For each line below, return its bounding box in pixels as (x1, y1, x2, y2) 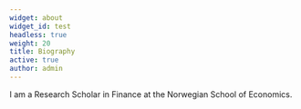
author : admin (9, 64, 64, 74)
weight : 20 (9, 38, 51, 48)
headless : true (9, 30, 67, 39)
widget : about (9, 13, 64, 23)
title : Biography (9, 47, 76, 56)
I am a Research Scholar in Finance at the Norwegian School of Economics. (9, 88, 293, 100)
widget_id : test (9, 22, 71, 31)
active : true (9, 55, 59, 64)
